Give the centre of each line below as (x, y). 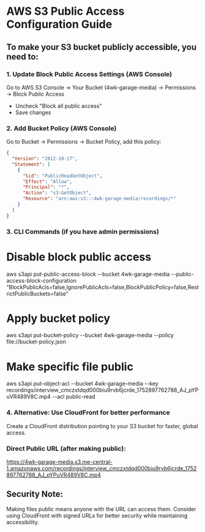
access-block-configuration (41, 280)
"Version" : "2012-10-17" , (45, 159)
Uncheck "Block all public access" (58, 106)
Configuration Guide (59, 24)
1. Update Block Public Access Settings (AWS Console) (89, 74)
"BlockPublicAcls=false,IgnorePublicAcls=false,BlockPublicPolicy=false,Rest (102, 287)
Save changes (33, 112)
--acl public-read (74, 397)
